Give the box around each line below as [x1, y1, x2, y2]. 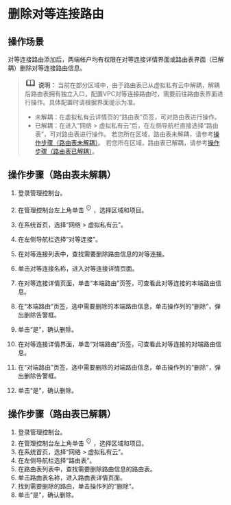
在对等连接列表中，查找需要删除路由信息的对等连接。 [17, 249, 169, 258]
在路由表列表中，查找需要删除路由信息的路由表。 [17, 464, 156, 473]
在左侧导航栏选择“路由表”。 [17, 456, 96, 464]
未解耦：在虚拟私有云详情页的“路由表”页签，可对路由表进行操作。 [34, 113, 221, 121]
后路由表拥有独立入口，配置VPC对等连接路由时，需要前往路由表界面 [24, 90, 218, 98]
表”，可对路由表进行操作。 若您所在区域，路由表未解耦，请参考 [34, 130, 214, 138]
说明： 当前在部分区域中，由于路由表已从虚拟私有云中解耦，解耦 [38, 81, 220, 89]
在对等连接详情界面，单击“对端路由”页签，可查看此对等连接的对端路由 [17, 339, 216, 348]
